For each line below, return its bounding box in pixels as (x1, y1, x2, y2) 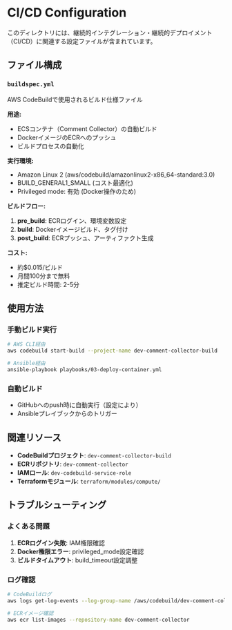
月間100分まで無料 (17, 271, 70, 280)
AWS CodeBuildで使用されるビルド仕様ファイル (7, 95, 143, 104)
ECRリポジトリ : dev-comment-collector (17, 460, 129, 468)
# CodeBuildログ (7, 591, 52, 598)
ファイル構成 (7, 59, 62, 71)
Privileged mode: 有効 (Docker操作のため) (17, 187, 137, 195)
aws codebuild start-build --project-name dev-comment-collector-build (7, 347, 217, 355)
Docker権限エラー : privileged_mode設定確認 (17, 547, 144, 555)
